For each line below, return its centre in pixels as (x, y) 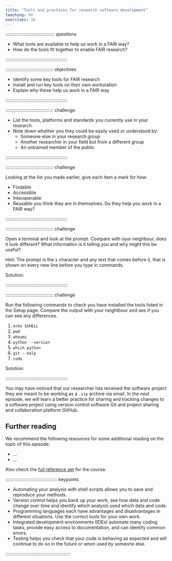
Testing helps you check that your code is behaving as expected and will (90, 538)
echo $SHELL (25, 326)
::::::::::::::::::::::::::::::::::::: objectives (41, 69)
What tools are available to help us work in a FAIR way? (71, 44)
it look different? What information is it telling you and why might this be (81, 244)
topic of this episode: (28, 444)
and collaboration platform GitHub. (42, 410)
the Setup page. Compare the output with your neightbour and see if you (82, 311)
